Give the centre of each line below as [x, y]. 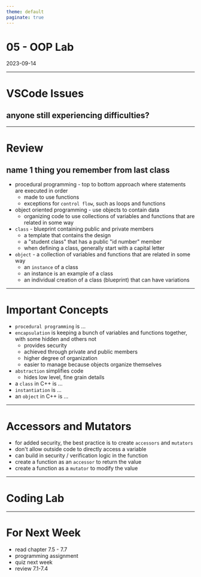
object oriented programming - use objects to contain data [87, 210]
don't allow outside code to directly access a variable [80, 449]
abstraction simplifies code [49, 371]
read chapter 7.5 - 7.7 [41, 549]
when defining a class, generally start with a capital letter [94, 248]
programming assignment [47, 556]
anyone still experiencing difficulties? [78, 115]
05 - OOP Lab [40, 47]
